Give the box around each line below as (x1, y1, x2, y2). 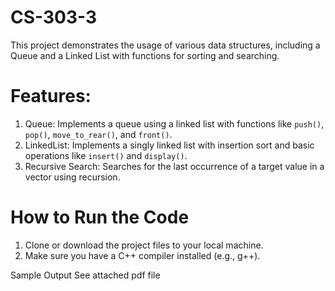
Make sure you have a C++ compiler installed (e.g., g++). (24, 249, 261, 261)
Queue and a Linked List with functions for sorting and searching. (10, 49, 280, 61)
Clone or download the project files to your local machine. (24, 239, 264, 251)
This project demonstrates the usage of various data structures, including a (10, 39, 321, 51)
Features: (10, 85, 92, 108)
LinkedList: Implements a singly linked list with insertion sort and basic (24, 139, 315, 151)
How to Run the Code (10, 206, 190, 229)
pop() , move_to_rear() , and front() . (24, 128, 173, 140)
